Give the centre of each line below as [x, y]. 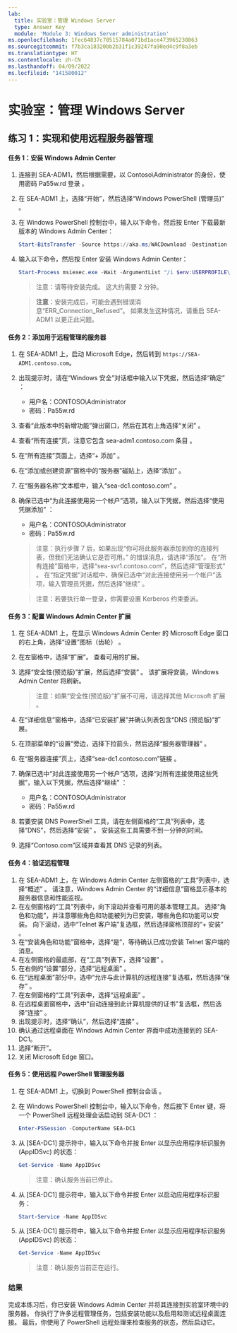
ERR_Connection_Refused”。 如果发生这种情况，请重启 [125, 311]
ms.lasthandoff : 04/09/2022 [49, 66]
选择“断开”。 [37, 1047]
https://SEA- [182, 355]
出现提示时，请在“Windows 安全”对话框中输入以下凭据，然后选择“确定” [121, 378]
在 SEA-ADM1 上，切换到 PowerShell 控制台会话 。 [91, 1091]
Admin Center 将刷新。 [51, 681]
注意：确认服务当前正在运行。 [79, 1268]
